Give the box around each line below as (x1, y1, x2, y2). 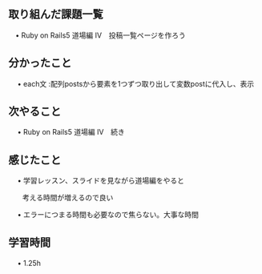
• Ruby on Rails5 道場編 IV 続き (17, 127, 126, 137)
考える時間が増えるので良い (22, 193, 114, 203)
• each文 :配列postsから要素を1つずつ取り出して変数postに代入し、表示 (17, 79, 255, 88)
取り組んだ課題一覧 (8, 7, 103, 22)
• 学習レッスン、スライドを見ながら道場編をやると (17, 175, 184, 186)
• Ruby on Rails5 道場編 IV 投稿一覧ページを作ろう (14, 30, 187, 40)
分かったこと (8, 56, 72, 70)
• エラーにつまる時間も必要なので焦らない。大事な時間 (17, 210, 199, 220)
